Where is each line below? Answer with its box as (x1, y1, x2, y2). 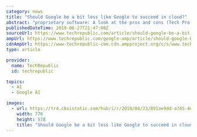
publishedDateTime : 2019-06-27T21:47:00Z (6, 25, 109, 31)
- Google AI (11, 90, 41, 95)
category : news (6, 8, 43, 15)
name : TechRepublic (11, 63, 59, 68)
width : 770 (16, 111, 43, 117)
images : (6, 100, 25, 106)
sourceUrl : (6, 30, 33, 36)
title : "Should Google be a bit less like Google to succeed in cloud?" (6, 14, 188, 20)
